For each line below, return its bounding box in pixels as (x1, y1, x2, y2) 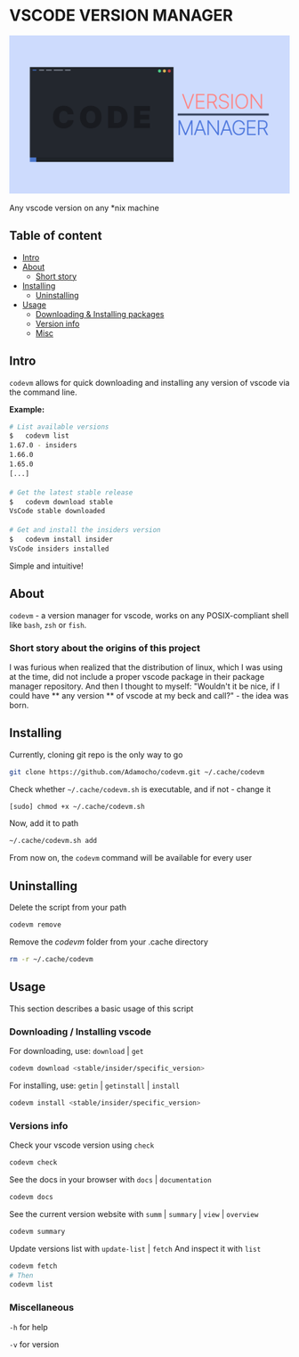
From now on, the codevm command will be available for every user (9, 853, 253, 863)
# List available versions (9, 422, 109, 431)
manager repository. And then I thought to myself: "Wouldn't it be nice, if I (9, 681, 280, 691)
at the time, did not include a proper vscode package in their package (9, 671, 265, 682)
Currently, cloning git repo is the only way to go (9, 749, 183, 760)
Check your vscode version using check (9, 1140, 155, 1150)
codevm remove (9, 920, 62, 929)
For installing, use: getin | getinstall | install (9, 1080, 181, 1091)
